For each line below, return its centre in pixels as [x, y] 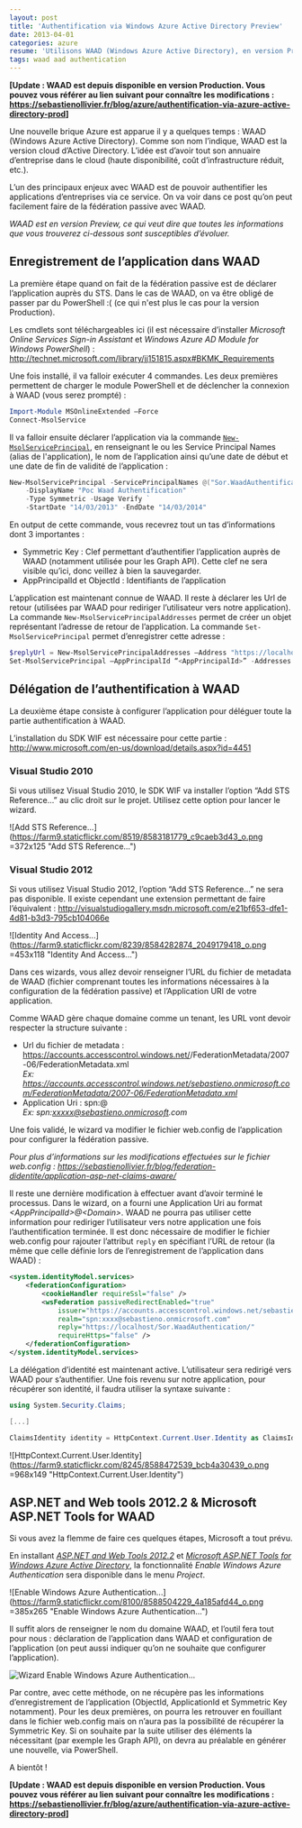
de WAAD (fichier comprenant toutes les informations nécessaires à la [139, 982]
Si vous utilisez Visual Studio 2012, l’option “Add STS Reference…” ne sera [147, 890]
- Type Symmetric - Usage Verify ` [88, 499]
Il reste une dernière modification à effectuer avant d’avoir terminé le [136, 1193]
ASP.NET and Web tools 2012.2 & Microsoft [133, 1502]
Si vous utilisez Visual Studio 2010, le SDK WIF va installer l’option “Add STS [150, 791]
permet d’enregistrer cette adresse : [159, 636]
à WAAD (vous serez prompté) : [68, 395]
